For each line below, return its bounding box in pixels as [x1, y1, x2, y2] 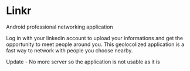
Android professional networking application [6, 23, 113, 30]
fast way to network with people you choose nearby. [6, 47, 133, 54]
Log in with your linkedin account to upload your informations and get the [6, 34, 184, 41]
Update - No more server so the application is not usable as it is [6, 58, 160, 65]
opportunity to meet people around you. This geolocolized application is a [6, 41, 185, 48]
